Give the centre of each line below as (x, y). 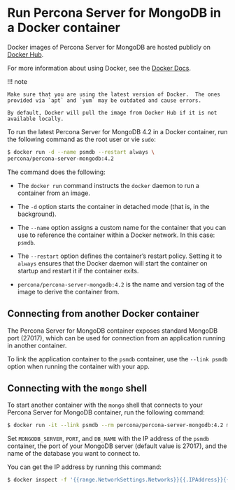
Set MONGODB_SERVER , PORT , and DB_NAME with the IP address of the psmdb (108, 439)
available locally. (36, 119)
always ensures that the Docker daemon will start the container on (112, 263)
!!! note (17, 81)
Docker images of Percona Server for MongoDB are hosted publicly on (109, 47)
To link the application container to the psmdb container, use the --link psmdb (117, 359)
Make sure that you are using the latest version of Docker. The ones (114, 94)
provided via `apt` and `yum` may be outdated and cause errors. (104, 100)
